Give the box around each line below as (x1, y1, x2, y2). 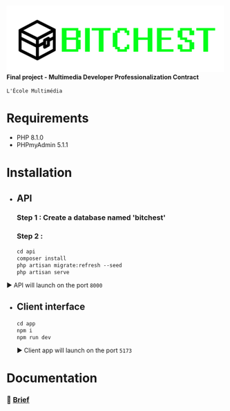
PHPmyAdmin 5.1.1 (16, 140, 68, 149)
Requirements (6, 111, 89, 126)
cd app (16, 320, 36, 327)
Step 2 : (16, 231, 43, 241)
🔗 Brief (6, 394, 30, 404)
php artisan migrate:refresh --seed (16, 262, 122, 269)
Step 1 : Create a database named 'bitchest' (16, 213, 166, 222)
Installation (6, 165, 73, 181)
